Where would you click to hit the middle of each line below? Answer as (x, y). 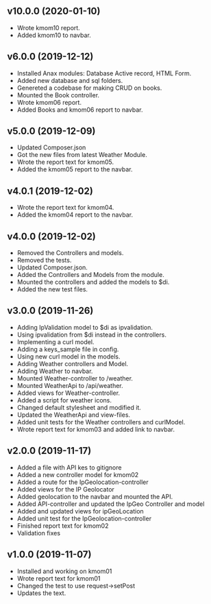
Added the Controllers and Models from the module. (90, 275)
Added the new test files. (52, 289)
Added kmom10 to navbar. (54, 35)
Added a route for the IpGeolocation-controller (83, 482)
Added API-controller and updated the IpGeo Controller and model (111, 504)
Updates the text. (41, 593)
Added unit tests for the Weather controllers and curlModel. (101, 422)
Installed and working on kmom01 (64, 571)
